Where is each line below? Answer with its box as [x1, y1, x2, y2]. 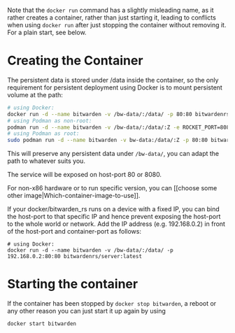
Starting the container [7, 276, 138, 292]
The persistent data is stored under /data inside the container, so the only [7, 76, 219, 84]
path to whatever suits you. [7, 157, 86, 165]
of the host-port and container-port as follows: [7, 227, 142, 236]
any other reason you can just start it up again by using [7, 307, 166, 316]
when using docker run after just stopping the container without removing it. [7, 21, 227, 29]
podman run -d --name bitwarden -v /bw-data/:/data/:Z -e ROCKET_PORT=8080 [7, 124, 233, 131]
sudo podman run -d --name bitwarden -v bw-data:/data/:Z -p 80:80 [7, 136, 208, 144]
